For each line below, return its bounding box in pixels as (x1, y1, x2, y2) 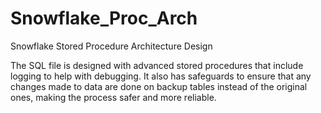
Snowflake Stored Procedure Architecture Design (10, 40, 213, 52)
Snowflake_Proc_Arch (10, 7, 198, 30)
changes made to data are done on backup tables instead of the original (10, 80, 308, 92)
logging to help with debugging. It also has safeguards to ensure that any (10, 70, 312, 82)
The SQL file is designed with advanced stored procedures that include (10, 59, 304, 71)
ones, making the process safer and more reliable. (10, 91, 217, 103)
